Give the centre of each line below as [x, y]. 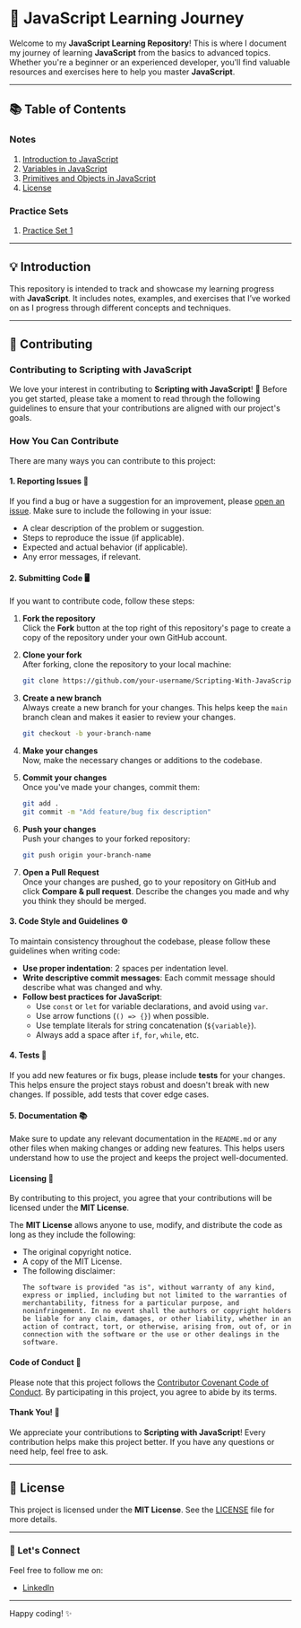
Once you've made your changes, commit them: [111, 787]
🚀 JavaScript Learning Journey [127, 18]
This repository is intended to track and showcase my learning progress [142, 288]
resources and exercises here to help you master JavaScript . [122, 72]
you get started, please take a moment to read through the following [135, 399]
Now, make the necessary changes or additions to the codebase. [142, 760]
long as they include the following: [73, 1235]
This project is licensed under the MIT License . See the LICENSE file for [142, 1510]
